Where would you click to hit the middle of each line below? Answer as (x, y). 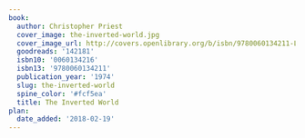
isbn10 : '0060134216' (58, 60)
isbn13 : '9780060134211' (64, 69)
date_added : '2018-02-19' (66, 119)
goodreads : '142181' (56, 52)
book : (19, 18)
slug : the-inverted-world (66, 85)
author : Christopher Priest (70, 26)
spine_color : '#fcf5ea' (61, 94)
